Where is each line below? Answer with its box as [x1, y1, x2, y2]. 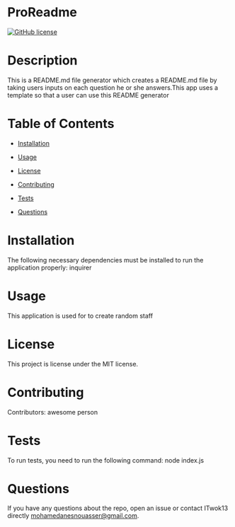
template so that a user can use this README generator [7, 91, 170, 99]
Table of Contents [7, 116, 115, 132]
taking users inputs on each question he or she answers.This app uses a [7, 83, 218, 92]
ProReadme [7, 4, 78, 21]
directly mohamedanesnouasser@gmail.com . [7, 511, 139, 520]
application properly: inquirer [7, 263, 92, 272]
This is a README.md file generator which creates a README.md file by [7, 76, 217, 84]
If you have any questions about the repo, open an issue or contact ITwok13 [7, 504, 229, 513]
